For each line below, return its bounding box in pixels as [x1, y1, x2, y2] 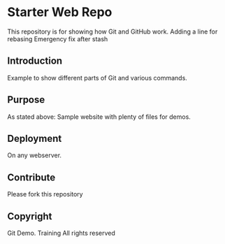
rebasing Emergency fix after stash [7, 34, 108, 43]
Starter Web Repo [7, 4, 112, 20]
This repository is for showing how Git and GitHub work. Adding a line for [7, 27, 218, 36]
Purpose [7, 94, 45, 106]
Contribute [7, 171, 56, 183]
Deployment [7, 132, 62, 144]
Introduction [7, 55, 63, 67]
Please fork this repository [7, 190, 83, 199]
